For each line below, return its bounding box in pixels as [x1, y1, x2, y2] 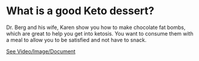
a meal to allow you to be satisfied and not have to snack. [6, 36, 147, 43]
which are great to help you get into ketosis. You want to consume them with [6, 30, 194, 37]
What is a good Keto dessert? [6, 4, 154, 18]
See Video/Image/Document [6, 47, 76, 54]
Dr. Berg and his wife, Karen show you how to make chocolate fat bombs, [6, 24, 186, 31]
